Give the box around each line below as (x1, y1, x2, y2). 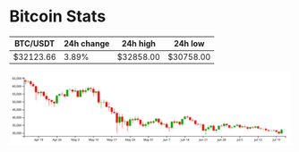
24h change (64, 38, 110, 49)
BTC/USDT (14, 38, 56, 49)
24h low (173, 38, 205, 49)
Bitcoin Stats (9, 6, 107, 27)
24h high (121, 38, 157, 49)
